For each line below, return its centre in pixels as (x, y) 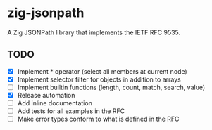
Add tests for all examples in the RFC (71, 111)
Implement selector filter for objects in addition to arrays (99, 79)
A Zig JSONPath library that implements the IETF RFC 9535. (94, 32)
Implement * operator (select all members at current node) (102, 71)
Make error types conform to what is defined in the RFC (98, 119)
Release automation (46, 95)
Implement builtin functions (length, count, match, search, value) (111, 87)
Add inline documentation (55, 103)
